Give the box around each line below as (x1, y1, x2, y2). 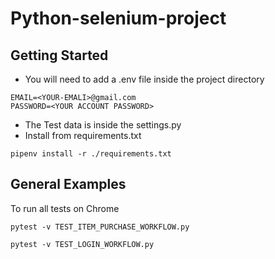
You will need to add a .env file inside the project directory (24, 73, 265, 85)
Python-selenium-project (10, 7, 227, 30)
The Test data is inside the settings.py (24, 119, 182, 131)
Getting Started (10, 47, 109, 64)
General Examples (10, 176, 127, 193)
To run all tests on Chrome (10, 202, 120, 214)
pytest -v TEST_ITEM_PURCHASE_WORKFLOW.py (10, 222, 190, 232)
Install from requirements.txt (24, 130, 142, 141)
